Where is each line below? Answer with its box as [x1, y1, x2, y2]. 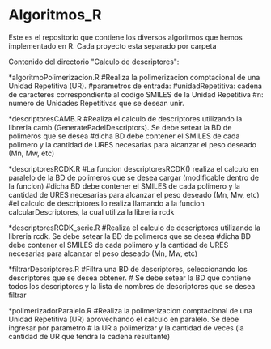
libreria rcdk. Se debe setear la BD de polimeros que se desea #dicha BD [8, 231, 252, 240]
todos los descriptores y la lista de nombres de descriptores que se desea [8, 281, 256, 291]
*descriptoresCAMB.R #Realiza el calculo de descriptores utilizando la [8, 113, 243, 123]
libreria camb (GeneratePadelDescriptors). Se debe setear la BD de [8, 122, 232, 132]
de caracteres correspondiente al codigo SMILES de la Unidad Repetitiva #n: [8, 89, 264, 99]
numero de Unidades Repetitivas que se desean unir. [8, 98, 184, 108]
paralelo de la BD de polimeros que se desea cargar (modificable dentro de [8, 172, 260, 182]
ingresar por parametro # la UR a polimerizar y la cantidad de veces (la [8, 322, 244, 333]
